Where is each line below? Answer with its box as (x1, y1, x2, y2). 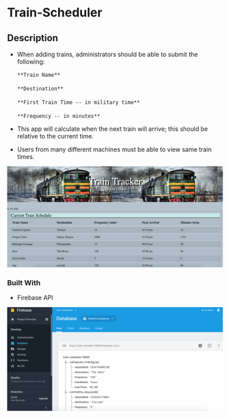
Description (7, 32, 58, 44)
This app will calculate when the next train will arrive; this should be (16, 125, 208, 133)
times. (16, 153, 35, 160)
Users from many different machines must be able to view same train (16, 145, 212, 153)
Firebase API (16, 293, 53, 302)
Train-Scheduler (7, 5, 103, 21)
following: (16, 58, 45, 66)
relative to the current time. (16, 132, 94, 140)
